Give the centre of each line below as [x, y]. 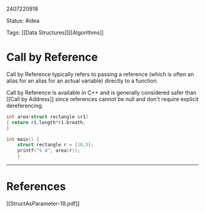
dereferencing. [25, 105]
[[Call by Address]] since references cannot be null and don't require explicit [103, 99]
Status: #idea [23, 21]
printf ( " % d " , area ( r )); [49, 151]
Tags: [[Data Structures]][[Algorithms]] [55, 32]
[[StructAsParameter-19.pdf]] [43, 204]
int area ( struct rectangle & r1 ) [47, 117]
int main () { [23, 139]
